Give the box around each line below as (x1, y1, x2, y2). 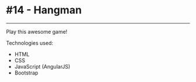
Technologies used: (6, 39, 54, 47)
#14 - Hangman (6, 3, 82, 17)
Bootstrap (14, 69, 38, 76)
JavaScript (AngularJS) (14, 63, 71, 70)
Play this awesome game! (6, 28, 68, 35)
